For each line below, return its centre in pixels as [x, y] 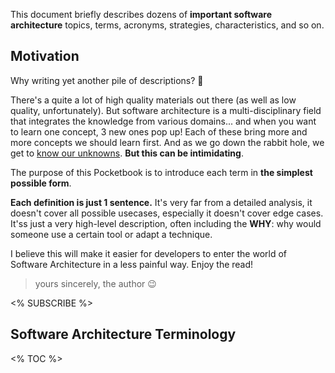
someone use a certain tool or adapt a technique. [111, 234]
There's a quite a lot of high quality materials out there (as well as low [153, 100]
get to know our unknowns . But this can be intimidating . [127, 153]
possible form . [41, 183]
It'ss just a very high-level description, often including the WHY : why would [166, 223]
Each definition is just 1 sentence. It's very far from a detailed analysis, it [161, 202]
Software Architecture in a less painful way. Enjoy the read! [132, 264]
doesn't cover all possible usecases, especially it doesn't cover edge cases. [167, 213]
